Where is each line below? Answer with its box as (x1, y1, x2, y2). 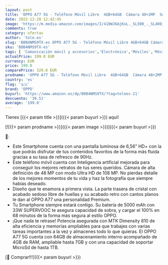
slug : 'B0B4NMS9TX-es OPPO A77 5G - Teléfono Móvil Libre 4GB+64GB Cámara (5, 40, 164, 45)
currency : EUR (5, 59, 35, 64)
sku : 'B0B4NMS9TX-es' (5, 45, 50, 50)
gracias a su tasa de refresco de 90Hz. (12, 154, 93, 160)
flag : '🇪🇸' (5, 82, 30, 87)
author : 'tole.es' (5, 36, 43, 41)
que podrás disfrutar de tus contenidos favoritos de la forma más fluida (12, 149, 159, 155)
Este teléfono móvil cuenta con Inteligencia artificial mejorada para (12, 159, 150, 165)
